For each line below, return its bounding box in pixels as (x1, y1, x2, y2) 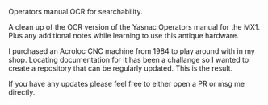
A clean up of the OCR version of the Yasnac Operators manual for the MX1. (8, 22, 261, 31)
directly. (8, 87, 36, 97)
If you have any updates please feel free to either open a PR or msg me (8, 79, 245, 88)
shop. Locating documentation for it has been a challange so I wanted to (8, 55, 249, 64)
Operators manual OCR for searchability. (8, 7, 143, 16)
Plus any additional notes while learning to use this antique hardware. (8, 31, 240, 40)
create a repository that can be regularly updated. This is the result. (8, 63, 233, 73)
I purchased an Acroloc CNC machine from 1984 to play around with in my (8, 46, 256, 55)
